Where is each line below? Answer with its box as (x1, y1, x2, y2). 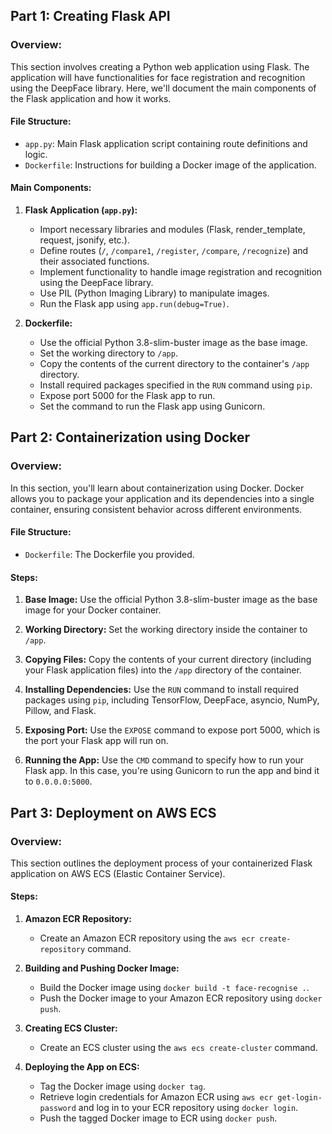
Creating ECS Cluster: (24, 1022, 118, 1034)
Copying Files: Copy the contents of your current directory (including (24, 654, 312, 666)
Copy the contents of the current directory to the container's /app (39, 358, 310, 370)
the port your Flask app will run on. (24, 735, 169, 747)
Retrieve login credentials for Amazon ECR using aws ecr (39, 1091, 274, 1103)
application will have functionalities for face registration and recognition (10, 71, 306, 83)
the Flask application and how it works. (10, 92, 172, 104)
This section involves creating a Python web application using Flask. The (10, 60, 310, 73)
